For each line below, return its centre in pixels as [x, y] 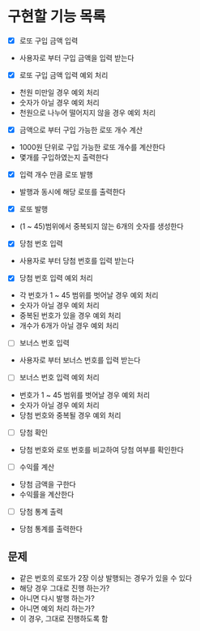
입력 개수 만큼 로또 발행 [56, 174]
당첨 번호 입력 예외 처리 [56, 278]
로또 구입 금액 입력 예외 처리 [64, 75]
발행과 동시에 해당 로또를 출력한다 [72, 192]
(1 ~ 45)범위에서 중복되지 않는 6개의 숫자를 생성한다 [101, 226]
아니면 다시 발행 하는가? [57, 598]
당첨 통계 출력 [41, 511]
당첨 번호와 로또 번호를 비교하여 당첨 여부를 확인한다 [101, 449]
